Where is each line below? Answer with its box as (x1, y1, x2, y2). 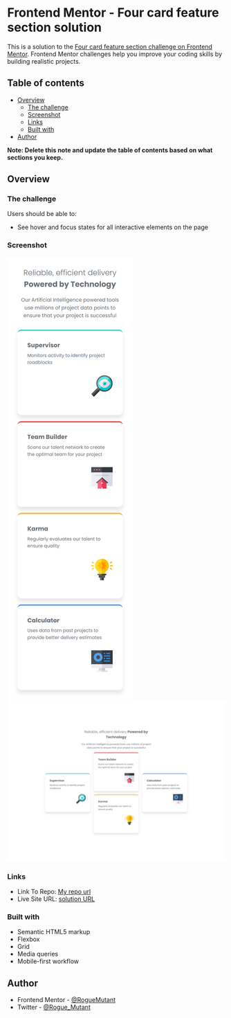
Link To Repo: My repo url (17, 888, 91, 896)
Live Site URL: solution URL (17, 895, 95, 903)
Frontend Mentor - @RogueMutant (17, 996, 116, 1004)
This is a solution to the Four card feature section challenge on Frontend (7, 42, 213, 51)
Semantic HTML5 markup (17, 928, 91, 936)
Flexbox (17, 935, 40, 943)
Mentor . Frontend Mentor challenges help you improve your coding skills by (7, 50, 223, 58)
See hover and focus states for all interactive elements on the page (17, 223, 209, 231)
